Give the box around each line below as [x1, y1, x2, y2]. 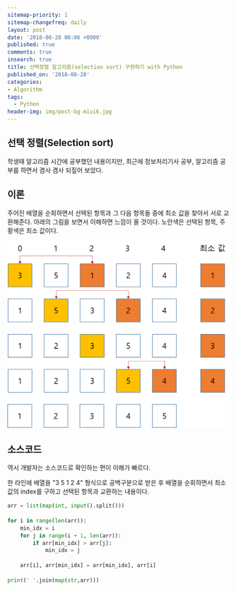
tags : [7, 93, 23, 100]
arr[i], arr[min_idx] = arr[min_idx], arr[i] [20, 562, 157, 569]
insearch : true [7, 56, 52, 64]
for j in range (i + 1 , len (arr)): [20, 532, 122, 539]
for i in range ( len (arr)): [7, 517, 87, 524]
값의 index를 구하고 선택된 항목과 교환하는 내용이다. [7, 487, 150, 496]
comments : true [7, 49, 52, 56]
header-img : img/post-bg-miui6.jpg [7, 108, 112, 116]
